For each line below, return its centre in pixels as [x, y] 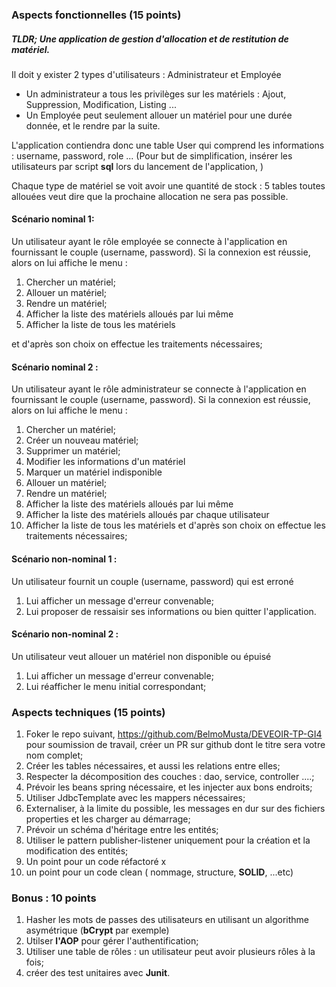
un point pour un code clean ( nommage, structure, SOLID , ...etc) [159, 872]
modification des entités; [77, 851]
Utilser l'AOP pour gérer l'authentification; [112, 941]
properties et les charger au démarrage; [108, 819]
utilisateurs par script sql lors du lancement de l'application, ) [137, 166]
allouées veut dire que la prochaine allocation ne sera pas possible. [150, 196]
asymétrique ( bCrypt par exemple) [97, 930]
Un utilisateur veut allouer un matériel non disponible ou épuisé [141, 656]
